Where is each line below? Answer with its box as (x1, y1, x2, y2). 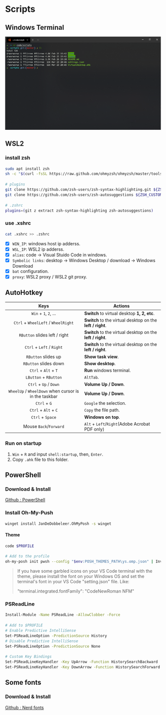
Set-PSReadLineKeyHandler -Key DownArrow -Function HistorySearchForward (5, 665, 161, 670)
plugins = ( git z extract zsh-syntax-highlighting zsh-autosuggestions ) (5, 208, 154, 213)
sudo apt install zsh (5, 166, 50, 171)
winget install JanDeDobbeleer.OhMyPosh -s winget (5, 521, 112, 526)
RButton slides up (26, 353, 62, 360)
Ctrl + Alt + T (29, 368, 58, 374)
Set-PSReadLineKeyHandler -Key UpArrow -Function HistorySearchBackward (5, 660, 158, 664)
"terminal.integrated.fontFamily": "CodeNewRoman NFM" (17, 588, 134, 594)
